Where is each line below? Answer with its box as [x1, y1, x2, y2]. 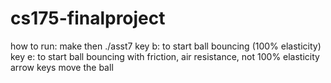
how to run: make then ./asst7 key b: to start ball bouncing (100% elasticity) [10, 40, 322, 52]
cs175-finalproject [10, 7, 166, 30]
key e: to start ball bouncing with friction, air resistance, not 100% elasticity [10, 50, 320, 62]
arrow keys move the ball [10, 61, 114, 73]
